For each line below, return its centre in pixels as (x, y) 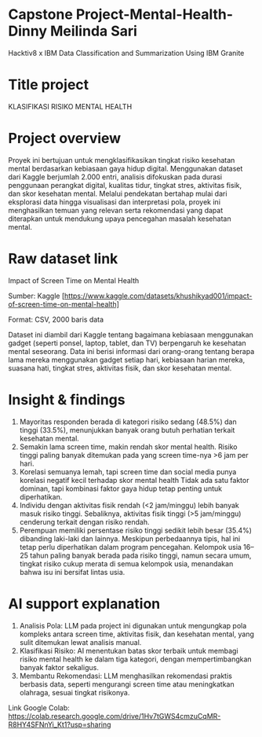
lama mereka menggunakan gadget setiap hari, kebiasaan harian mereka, (127, 359)
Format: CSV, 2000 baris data (56, 319)
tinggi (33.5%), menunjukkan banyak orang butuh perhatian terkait (127, 429)
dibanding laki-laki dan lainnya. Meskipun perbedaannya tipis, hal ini (130, 538)
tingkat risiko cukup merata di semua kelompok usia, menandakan (126, 563)
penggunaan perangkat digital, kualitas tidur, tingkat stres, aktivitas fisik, (125, 185)
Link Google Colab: (39, 708)
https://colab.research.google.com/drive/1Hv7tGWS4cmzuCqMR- (115, 716)
